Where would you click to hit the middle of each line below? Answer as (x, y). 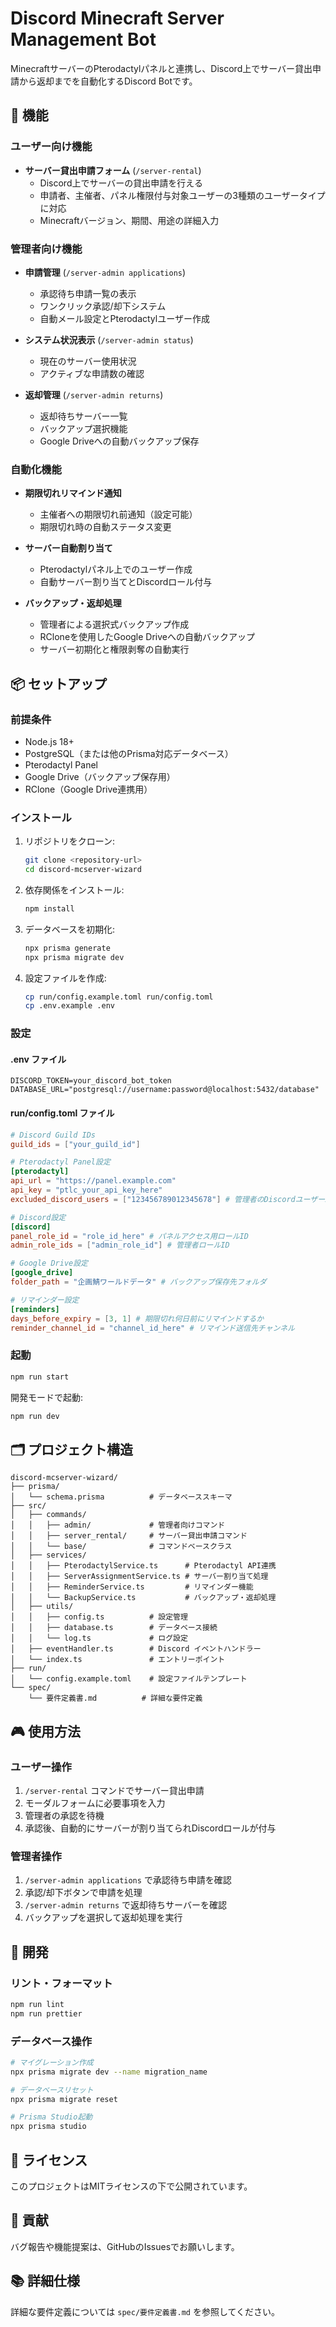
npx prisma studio (48, 2127)
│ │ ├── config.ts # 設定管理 (99, 1617)
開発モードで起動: (47, 1397)
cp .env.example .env (69, 1006)
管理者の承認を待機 (64, 1815)
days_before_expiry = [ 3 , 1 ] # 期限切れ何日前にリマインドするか (137, 1318)
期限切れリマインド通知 (73, 493)
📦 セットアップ (59, 683)
